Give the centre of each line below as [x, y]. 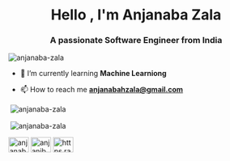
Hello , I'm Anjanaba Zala [136, 15]
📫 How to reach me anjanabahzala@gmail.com [102, 90]
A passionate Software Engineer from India [136, 40]
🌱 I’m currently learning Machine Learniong [94, 74]
